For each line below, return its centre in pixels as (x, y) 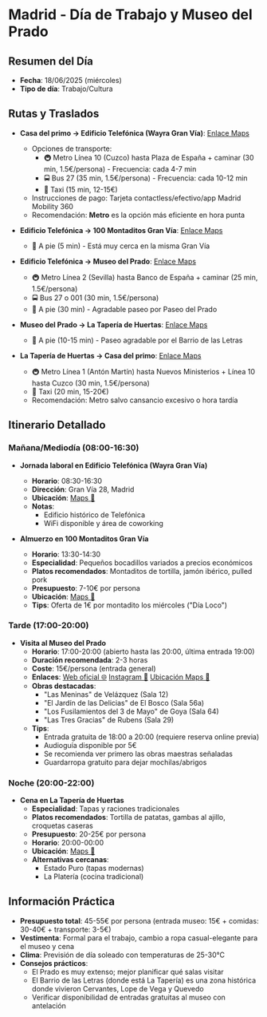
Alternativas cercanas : (70, 860)
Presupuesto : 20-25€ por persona (88, 834)
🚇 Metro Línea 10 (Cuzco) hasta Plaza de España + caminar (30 (149, 157)
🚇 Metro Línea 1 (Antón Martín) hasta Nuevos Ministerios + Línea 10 (143, 371)
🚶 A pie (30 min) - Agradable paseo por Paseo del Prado (124, 309)
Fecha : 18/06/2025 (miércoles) (71, 80)
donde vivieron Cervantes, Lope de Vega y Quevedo (118, 988)
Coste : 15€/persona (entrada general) (94, 668)
